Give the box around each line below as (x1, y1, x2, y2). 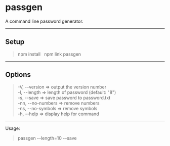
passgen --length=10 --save (17, 135, 77, 141)
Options (5, 70, 31, 79)
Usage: (5, 125, 20, 131)
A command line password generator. (5, 18, 83, 24)
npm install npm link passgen (17, 51, 81, 57)
